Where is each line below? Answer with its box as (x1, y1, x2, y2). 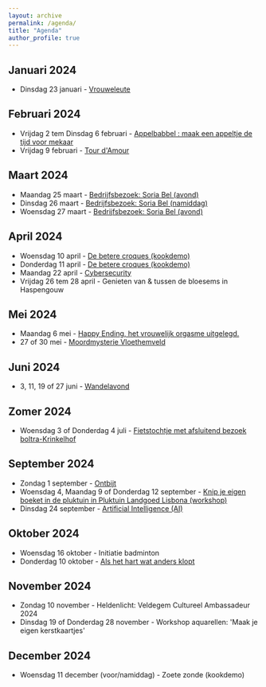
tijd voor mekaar (19, 137, 74, 146)
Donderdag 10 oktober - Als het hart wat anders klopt (19, 556, 195, 566)
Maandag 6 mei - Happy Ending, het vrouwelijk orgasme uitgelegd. (19, 329, 240, 338)
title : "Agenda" (8, 26, 62, 34)
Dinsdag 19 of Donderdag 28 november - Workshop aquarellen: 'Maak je (19, 618, 259, 627)
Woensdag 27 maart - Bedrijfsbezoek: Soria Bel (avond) (19, 206, 203, 216)
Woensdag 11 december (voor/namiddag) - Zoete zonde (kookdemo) (19, 670, 245, 680)
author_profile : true (8, 33, 80, 42)
